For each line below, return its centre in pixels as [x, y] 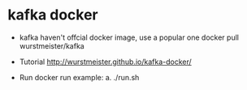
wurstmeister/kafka [52, 45]
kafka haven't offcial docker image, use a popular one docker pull [129, 37]
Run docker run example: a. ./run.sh [79, 77]
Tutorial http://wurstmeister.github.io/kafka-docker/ [105, 62]
